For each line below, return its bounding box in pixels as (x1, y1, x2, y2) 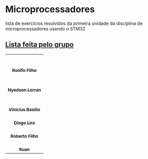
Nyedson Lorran (8, 87, 42, 93)
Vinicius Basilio (8, 106, 41, 112)
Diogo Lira (14, 120, 35, 126)
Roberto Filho (10, 133, 39, 139)
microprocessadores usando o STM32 (5, 25, 86, 31)
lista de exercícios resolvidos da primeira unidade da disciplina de (5, 20, 143, 26)
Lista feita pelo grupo (5, 41, 74, 49)
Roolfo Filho (12, 67, 37, 73)
